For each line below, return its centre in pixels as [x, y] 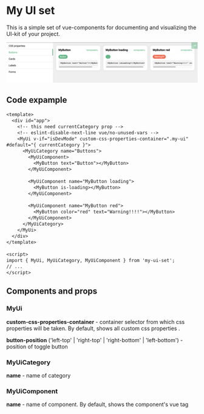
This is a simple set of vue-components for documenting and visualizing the [101, 27]
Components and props [52, 292]
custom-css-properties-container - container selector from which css [96, 322]
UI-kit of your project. [33, 33]
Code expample [37, 100]
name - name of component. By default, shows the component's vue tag [97, 404]
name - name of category [39, 376]
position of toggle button [37, 347]
